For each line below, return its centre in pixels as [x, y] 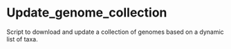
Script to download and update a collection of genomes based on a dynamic [115, 32]
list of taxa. [22, 39]
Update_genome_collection [87, 13]
